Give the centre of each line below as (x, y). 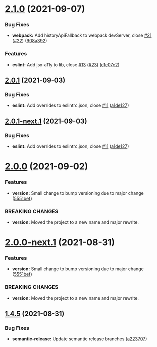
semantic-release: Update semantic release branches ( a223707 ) (80, 339)
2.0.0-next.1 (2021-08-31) (60, 243)
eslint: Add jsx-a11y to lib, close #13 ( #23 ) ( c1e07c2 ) (66, 65)
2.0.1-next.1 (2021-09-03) (46, 121)
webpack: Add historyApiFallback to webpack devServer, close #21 (82, 35)
